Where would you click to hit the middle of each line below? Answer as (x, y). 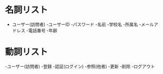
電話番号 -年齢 (43, 30)
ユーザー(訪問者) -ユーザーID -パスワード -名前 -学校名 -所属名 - (77, 24)
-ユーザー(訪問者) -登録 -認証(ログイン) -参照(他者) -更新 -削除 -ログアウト (80, 66)
